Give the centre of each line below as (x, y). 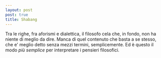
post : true (17, 15)
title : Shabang (21, 19)
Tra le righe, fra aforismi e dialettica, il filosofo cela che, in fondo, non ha (81, 34)
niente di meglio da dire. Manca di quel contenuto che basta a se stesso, (81, 39)
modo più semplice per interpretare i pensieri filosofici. (63, 50)
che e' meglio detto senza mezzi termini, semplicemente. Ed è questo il (79, 45)
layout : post (19, 10)
